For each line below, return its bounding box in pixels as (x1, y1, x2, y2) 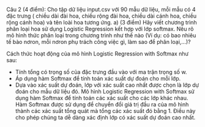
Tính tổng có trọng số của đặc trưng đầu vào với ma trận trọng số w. (15, 68, 187, 76)
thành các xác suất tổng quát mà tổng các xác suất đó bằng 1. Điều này (15, 107, 196, 114)
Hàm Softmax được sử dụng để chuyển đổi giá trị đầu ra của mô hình (15, 101, 189, 108)
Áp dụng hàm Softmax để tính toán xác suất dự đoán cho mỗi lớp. (15, 75, 181, 82)
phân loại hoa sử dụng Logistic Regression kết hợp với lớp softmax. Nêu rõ (6, 25, 194, 32)
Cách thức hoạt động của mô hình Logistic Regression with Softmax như (6, 50, 188, 57)
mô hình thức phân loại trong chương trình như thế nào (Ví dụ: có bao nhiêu (6, 32, 196, 39)
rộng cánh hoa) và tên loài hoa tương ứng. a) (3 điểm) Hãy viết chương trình (6, 19, 197, 26)
